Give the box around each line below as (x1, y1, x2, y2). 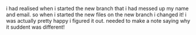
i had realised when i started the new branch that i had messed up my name (6, 5, 189, 12)
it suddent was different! (6, 23, 65, 30)
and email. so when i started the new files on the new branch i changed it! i (6, 11, 187, 18)
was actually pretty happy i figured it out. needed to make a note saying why (6, 17, 191, 24)
